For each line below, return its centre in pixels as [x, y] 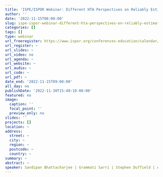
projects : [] [18, 122]
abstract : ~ [17, 163]
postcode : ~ [22, 149]
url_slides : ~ [19, 50]
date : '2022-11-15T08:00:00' [34, 18]
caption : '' [22, 104]
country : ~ [20, 154]
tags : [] [14, 32]
